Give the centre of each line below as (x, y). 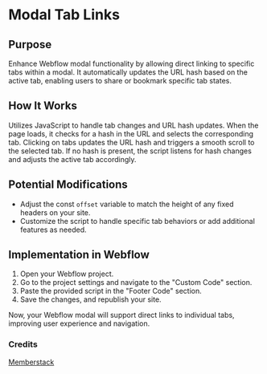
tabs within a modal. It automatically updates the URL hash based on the (128, 72)
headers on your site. (55, 212)
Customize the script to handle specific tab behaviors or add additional (138, 221)
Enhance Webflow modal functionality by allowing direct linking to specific (131, 63)
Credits (23, 344)
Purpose (30, 45)
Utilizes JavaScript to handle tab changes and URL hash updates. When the (133, 125)
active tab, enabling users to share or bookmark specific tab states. (120, 81)
